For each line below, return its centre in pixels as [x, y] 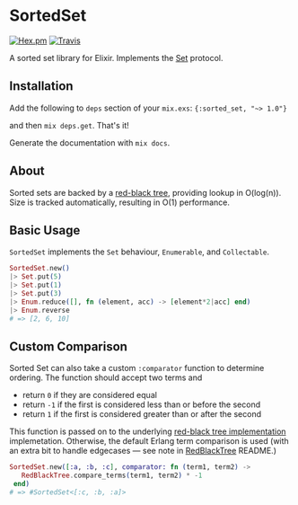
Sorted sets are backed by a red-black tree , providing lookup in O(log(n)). [145, 192]
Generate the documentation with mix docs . [90, 142]
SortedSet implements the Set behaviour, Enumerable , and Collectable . [139, 252]
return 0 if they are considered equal [89, 395]
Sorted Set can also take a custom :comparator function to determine [137, 368]
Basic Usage [45, 230]
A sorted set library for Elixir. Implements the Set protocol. [116, 58]
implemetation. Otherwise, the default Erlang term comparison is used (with [149, 441]
